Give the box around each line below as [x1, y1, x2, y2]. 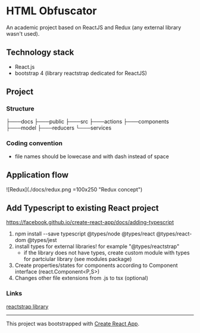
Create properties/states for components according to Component [14, 262, 178, 269]
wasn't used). [6, 30, 40, 37]
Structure [6, 105, 35, 113]
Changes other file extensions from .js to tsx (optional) [14, 275, 149, 282]
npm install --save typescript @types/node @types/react [14, 230, 155, 237]
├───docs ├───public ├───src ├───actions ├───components [6, 118, 170, 125]
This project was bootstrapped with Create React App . [6, 320, 140, 327]
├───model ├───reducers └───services [6, 124, 112, 131]
